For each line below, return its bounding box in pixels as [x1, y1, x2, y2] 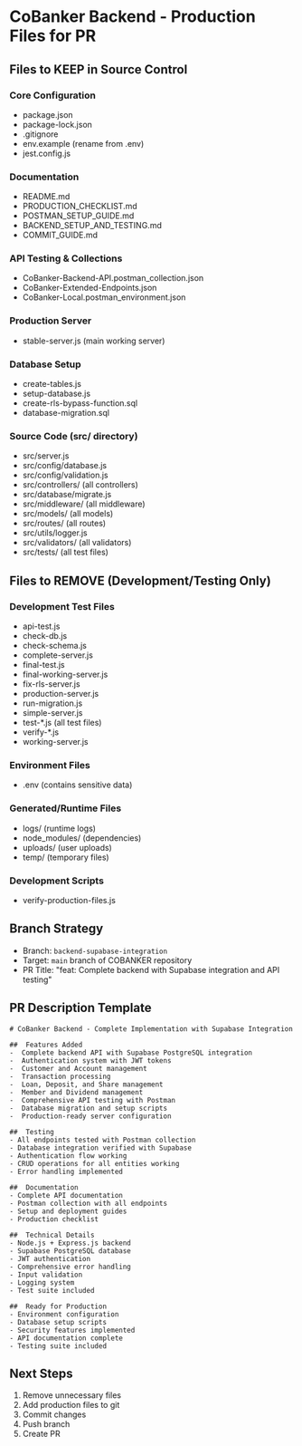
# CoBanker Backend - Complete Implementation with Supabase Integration [9, 1024, 294, 1034]
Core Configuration [9, 89, 97, 101]
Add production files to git [22, 1400, 120, 1411]
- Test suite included [9, 1286, 95, 1295]
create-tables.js [22, 379, 81, 390]
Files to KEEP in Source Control [9, 62, 188, 77]
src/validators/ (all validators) [22, 537, 132, 548]
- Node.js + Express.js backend [9, 1239, 131, 1248]
